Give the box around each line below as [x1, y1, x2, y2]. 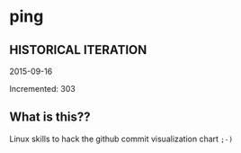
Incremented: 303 [9, 84, 76, 94]
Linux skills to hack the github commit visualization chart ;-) [9, 133, 234, 144]
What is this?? [9, 110, 91, 125]
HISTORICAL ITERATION [9, 42, 147, 58]
